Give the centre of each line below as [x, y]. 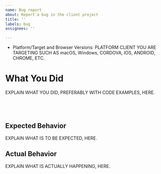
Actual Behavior [31, 154]
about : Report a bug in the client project [52, 15]
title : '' [16, 19]
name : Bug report [24, 10]
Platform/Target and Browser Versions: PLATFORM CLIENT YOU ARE [84, 47]
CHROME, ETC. [29, 58]
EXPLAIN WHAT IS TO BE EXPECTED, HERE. [51, 138]
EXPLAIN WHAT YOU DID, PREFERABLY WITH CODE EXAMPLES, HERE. [80, 93]
